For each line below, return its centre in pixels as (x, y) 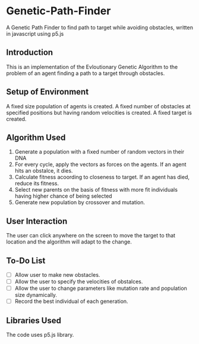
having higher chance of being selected (63, 196)
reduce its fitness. (37, 183)
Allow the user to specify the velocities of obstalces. (79, 282)
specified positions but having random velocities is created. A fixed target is (99, 112)
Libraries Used (34, 320)
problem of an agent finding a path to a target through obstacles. (86, 73)
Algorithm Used (36, 137)
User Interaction (37, 221)
